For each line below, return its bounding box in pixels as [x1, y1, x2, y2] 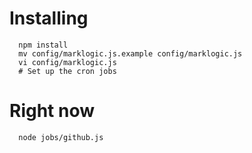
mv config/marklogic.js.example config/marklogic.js [18, 48, 243, 59]
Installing [9, 7, 89, 30]
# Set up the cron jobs [18, 66, 117, 76]
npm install [18, 40, 69, 50]
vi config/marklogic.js [18, 57, 117, 67]
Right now [9, 100, 96, 122]
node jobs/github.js [18, 132, 104, 142]
